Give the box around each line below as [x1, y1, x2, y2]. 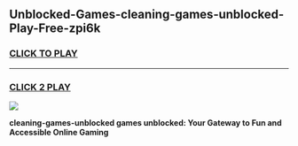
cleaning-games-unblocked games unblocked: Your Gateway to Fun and [9, 117, 282, 127]
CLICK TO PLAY [9, 48, 78, 60]
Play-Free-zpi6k [9, 21, 101, 36]
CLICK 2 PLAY [9, 81, 71, 93]
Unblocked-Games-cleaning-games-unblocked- [9, 7, 285, 22]
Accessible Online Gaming [9, 127, 109, 137]
